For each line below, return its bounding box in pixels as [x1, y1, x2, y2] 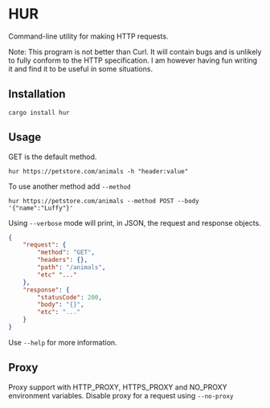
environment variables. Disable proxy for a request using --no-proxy [8, 390, 234, 400]
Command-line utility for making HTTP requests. [8, 31, 169, 41]
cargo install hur [8, 108, 70, 116]
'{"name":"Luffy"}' [8, 204, 74, 212]
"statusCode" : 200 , [37, 293, 103, 301]
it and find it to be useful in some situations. [8, 63, 153, 73]
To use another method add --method [8, 182, 131, 191]
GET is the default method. [8, 152, 97, 161]
